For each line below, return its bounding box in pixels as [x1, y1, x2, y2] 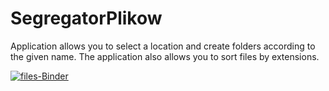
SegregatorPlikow [10, 7, 163, 30]
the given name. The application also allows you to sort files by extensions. [10, 50, 320, 62]
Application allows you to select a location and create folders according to [10, 40, 316, 52]
